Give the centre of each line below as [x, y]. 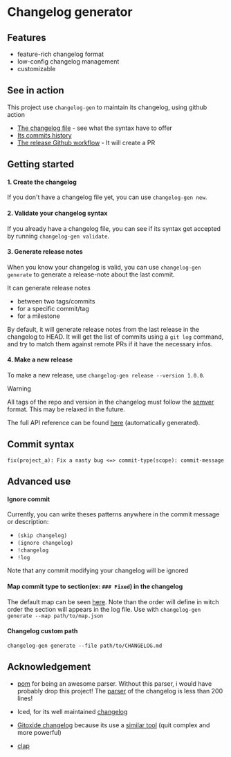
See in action [36, 91]
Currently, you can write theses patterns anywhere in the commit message [113, 514]
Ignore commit [29, 499]
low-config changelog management [68, 62]
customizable [36, 69]
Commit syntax [41, 444]
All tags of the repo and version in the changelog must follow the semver [111, 402]
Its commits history [44, 135]
